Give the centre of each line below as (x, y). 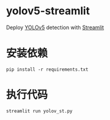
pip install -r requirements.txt (47, 70)
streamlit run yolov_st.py (39, 111)
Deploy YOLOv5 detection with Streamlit (55, 27)
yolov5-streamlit (48, 11)
